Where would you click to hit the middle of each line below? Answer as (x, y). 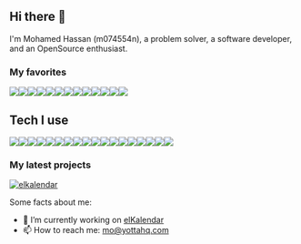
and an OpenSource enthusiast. (69, 48)
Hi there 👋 (38, 17)
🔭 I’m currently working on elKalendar (93, 220)
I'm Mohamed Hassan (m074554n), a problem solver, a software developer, (151, 38)
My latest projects (50, 165)
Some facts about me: (51, 202)
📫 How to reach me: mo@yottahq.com (96, 230)
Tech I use (39, 120)
